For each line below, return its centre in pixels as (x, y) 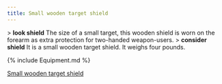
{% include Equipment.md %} (49, 60)
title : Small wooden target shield (58, 13)
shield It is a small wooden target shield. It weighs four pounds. (96, 47)
